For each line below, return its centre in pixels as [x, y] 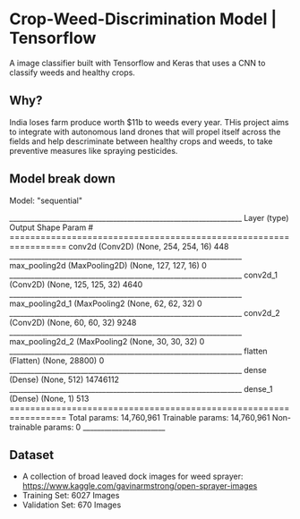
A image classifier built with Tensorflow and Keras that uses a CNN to [137, 63]
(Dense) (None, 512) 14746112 [64, 379]
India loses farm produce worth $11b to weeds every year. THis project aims [149, 122]
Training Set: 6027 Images [71, 496]
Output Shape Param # [51, 227]
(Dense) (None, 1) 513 [49, 398]
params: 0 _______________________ [104, 427]
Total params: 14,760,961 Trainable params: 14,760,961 [169, 417]
